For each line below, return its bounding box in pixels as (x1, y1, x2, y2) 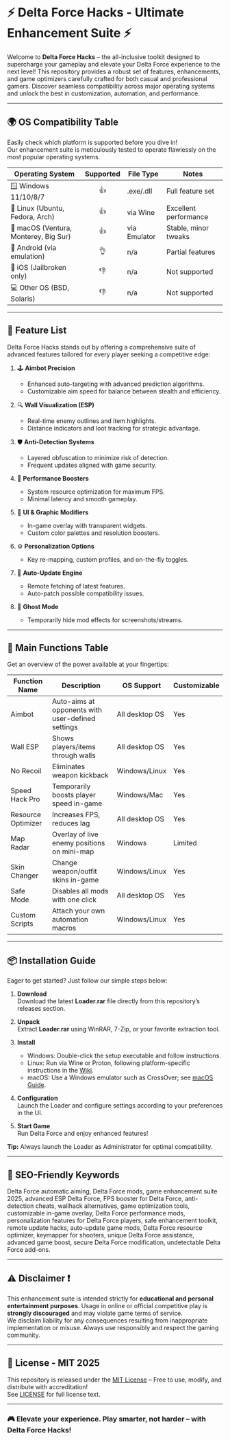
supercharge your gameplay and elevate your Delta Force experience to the (7, 60, 220, 68)
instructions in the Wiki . (27, 1066, 94, 1075)
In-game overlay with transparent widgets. (27, 521, 147, 529)
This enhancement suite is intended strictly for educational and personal (7, 1294, 214, 1303)
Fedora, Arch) (10, 212, 55, 221)
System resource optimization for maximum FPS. (27, 488, 166, 496)
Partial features (166, 247, 216, 257)
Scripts (10, 919, 34, 928)
